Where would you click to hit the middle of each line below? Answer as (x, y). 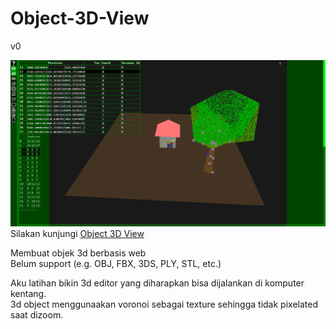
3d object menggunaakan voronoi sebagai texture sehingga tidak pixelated (164, 304)
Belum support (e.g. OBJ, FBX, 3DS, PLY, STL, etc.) (116, 264)
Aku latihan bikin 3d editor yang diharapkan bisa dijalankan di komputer (157, 283)
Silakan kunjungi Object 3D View (77, 234)
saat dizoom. (37, 315)
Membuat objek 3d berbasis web (78, 253)
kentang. (28, 294)
